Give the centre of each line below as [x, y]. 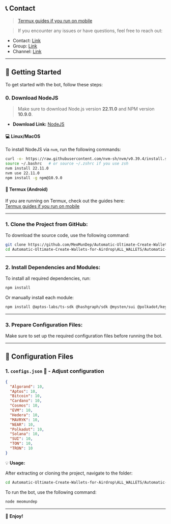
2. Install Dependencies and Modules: [53, 267]
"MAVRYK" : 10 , [25, 420]
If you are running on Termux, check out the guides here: [65, 201]
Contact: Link [27, 40]
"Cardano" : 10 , [26, 401]
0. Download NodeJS [32, 98]
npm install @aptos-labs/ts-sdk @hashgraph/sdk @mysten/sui [70, 307]
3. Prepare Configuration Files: [44, 325]
